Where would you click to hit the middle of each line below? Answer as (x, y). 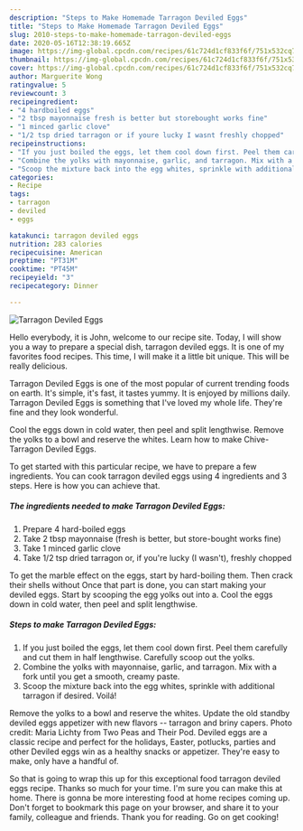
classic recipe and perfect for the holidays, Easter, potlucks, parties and (143, 742)
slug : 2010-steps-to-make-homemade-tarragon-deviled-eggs (120, 34)
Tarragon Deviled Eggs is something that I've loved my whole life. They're (146, 402)
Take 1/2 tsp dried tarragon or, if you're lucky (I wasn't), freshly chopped (157, 557)
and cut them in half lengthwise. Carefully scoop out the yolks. (138, 657)
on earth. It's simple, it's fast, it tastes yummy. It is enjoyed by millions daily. (150, 393)
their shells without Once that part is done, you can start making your (138, 584)
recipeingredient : (44, 102)
